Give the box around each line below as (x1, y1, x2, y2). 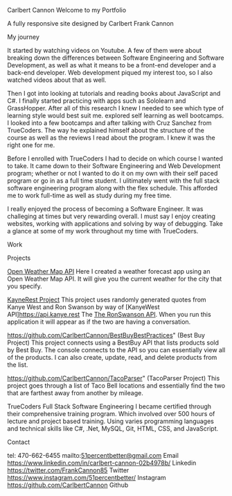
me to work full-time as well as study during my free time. (7, 191, 172, 199)
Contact (7, 438, 30, 446)
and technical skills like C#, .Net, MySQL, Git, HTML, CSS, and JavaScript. (7, 424, 219, 433)
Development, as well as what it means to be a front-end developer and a (7, 61, 217, 69)
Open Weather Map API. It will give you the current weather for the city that (7, 274, 222, 283)
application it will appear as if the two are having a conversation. (7, 317, 191, 326)
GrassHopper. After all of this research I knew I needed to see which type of (7, 104, 224, 112)
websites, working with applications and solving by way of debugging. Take (7, 220, 223, 228)
